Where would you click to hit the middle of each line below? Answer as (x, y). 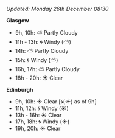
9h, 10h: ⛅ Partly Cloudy (46, 33)
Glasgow (18, 20)
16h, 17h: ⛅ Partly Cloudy (47, 69)
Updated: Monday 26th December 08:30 (57, 9)
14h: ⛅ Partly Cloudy (42, 51)
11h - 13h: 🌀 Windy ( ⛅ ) (43, 42)
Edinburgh (20, 90)
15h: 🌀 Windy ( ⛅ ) (37, 60)
